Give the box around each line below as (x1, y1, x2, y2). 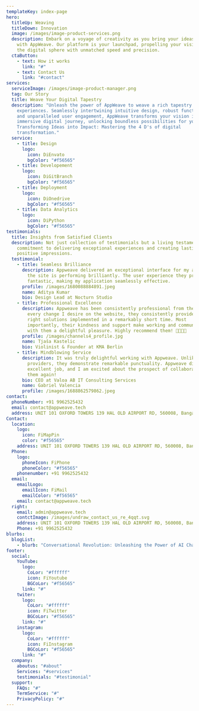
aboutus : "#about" (17, 663, 62, 669)
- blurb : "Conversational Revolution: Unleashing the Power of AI (17, 542, 184, 548)
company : (11, 658, 33, 664)
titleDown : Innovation (11, 25, 68, 31)
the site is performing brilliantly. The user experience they (27, 273, 187, 279)
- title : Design (17, 140, 57, 147)
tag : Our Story (11, 91, 49, 97)
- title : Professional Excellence (17, 300, 102, 306)
